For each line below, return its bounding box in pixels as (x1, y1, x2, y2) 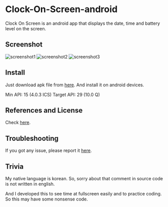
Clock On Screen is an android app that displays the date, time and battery (5, 20, 160, 26)
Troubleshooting (5, 134, 59, 142)
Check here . (5, 120, 31, 126)
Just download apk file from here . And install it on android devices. (5, 82, 145, 88)
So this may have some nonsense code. (5, 196, 88, 202)
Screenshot (5, 40, 43, 49)
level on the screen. (5, 25, 46, 31)
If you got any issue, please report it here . (5, 147, 92, 153)
